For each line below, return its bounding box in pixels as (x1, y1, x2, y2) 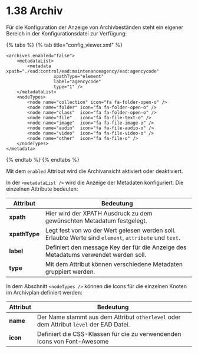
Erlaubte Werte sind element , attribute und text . (45, 233, 181, 241)
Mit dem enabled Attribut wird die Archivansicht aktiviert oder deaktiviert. (6, 167, 183, 175)
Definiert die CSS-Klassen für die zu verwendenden (37, 329, 181, 338)
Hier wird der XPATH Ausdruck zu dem (45, 209, 153, 217)
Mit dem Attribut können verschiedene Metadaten (45, 260, 183, 268)
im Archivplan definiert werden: (6, 289, 82, 296)
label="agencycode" (53, 79, 101, 84)
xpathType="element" (53, 73, 104, 79)
